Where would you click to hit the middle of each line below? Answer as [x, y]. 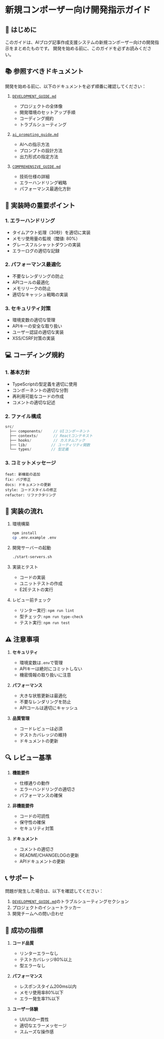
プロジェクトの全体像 [41, 106]
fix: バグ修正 [18, 479]
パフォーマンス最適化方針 [45, 188]
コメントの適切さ [37, 849]
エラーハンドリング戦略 [43, 182]
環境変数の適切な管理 [34, 320]
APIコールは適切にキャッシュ [49, 708]
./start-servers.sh [32, 557]
